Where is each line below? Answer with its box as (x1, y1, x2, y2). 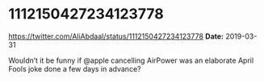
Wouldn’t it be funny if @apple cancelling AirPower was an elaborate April (8, 55, 254, 65)
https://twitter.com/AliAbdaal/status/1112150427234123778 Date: (8, 31, 224, 41)
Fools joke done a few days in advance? (8, 64, 141, 73)
